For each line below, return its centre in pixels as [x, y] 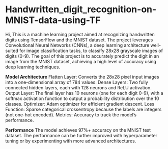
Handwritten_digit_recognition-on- [81, 9]
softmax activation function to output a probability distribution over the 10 [82, 98]
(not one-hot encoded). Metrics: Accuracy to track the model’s [71, 115]
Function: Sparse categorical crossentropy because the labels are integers [83, 109]
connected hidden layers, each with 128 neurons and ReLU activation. [78, 87]
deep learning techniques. [33, 67]
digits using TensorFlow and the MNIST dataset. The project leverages [79, 40]
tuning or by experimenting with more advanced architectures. [71, 141]
